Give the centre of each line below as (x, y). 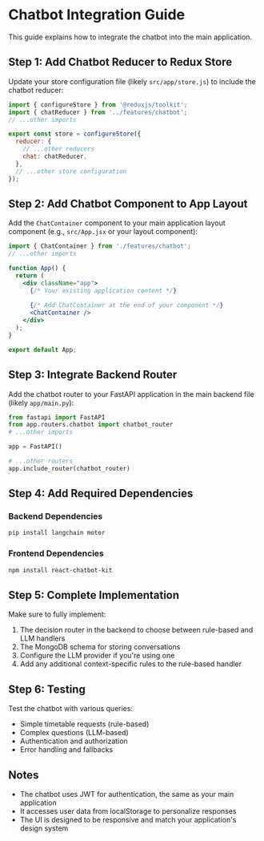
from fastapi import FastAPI (57, 417)
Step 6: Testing (47, 689)
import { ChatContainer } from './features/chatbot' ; (100, 246)
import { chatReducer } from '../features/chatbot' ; (98, 112)
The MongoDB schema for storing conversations (100, 647)
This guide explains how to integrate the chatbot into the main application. (130, 37)
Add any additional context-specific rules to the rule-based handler (131, 664)
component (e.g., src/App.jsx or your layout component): (103, 232)
